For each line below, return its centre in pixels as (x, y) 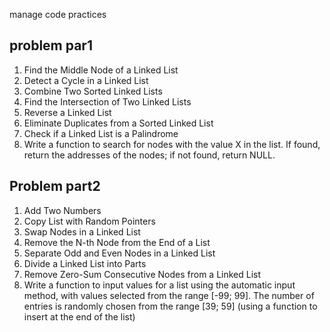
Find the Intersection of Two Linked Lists (107, 101)
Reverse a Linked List (67, 112)
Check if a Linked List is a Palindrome (101, 133)
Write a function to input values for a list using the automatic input (159, 285)
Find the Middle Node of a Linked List (101, 70)
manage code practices (58, 14)
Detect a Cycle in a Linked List (86, 80)
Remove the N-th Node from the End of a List (117, 242)
